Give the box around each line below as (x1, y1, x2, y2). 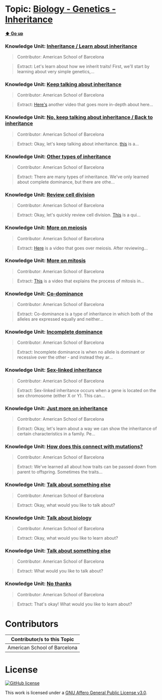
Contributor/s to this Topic (11, 636, 74, 643)
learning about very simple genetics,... (17, 69, 94, 75)
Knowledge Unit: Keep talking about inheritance (5, 81, 121, 88)
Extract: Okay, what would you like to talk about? (17, 502, 116, 508)
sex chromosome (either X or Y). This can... (17, 393, 105, 398)
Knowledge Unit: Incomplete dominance (5, 329, 103, 335)
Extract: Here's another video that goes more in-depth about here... (17, 102, 153, 108)
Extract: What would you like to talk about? (17, 568, 104, 574)
